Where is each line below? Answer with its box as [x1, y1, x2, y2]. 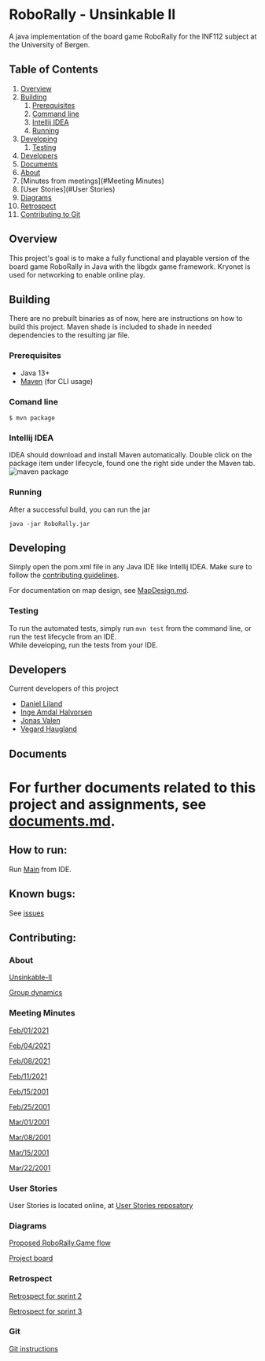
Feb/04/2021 [9, 1041, 51, 1050]
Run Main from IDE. [9, 864, 72, 874]
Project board [9, 1254, 53, 1263]
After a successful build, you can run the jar [9, 505, 151, 514]
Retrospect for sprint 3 [9, 1307, 83, 1316]
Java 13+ [20, 368, 50, 378]
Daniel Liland [20, 699, 63, 709]
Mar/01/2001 [9, 1117, 50, 1127]
